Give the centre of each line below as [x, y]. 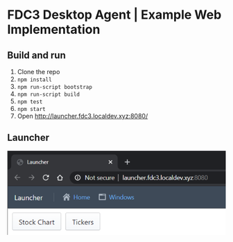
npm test [30, 102]
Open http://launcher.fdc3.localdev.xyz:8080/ [83, 116]
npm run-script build [48, 94]
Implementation [54, 29]
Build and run [36, 55]
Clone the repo [38, 72]
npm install [34, 80]
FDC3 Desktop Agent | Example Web [114, 15]
